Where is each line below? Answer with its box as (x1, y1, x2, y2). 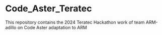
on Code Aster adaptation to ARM (17, 24, 87, 30)
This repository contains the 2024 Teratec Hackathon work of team (5, 19, 145, 25)
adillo (5, 24, 17, 30)
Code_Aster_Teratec (5, 3, 92, 14)
